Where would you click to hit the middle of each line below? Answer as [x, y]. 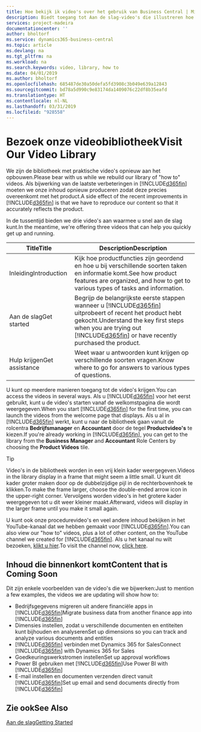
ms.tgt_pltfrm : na [29, 56]
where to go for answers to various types [132, 368]
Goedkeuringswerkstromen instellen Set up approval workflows [92, 657]
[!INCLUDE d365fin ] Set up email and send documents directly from [97, 683]
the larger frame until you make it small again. [62, 509]
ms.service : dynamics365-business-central [60, 40]
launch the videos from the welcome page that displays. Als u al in [88, 415]
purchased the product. [107, 343]
